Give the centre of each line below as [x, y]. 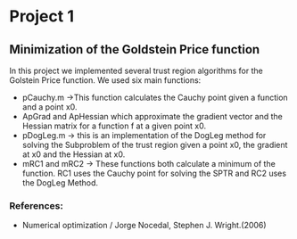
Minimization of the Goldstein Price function [135, 49]
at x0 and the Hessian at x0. [74, 154]
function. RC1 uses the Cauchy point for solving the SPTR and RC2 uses [154, 173]
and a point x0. [49, 107]
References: [37, 205]
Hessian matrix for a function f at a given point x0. [114, 126]
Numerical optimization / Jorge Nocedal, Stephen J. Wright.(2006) [144, 226]
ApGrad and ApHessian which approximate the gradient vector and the [153, 116]
